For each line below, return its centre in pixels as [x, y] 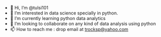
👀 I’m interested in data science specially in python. [64, 13]
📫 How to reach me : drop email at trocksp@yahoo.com [69, 29]
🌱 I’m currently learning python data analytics [58, 18]
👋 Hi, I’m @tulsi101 [29, 8]
